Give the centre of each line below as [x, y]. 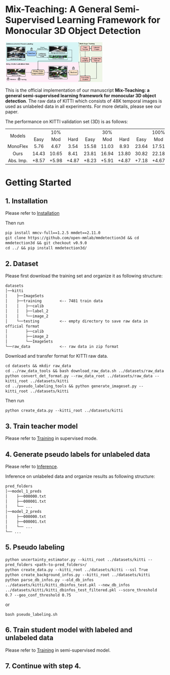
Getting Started [38, 182]
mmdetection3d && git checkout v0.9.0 [46, 243]
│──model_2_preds [24, 511]
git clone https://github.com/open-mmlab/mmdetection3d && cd [72, 238]
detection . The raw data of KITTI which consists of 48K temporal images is [84, 101]
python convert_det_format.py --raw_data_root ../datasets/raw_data [79, 376]
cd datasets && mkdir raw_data [38, 366]
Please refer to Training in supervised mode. [51, 438]
